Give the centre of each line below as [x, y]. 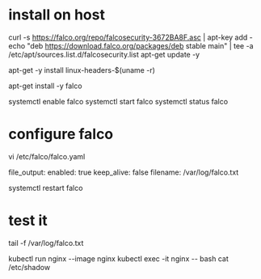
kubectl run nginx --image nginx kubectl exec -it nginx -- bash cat [118, 258]
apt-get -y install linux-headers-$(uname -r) [82, 70]
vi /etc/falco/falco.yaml [47, 156]
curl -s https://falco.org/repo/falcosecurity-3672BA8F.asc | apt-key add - [130, 37]
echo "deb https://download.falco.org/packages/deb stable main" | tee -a [131, 45]
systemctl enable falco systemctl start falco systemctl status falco [118, 101]
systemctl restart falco [46, 188]
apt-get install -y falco [45, 86]
